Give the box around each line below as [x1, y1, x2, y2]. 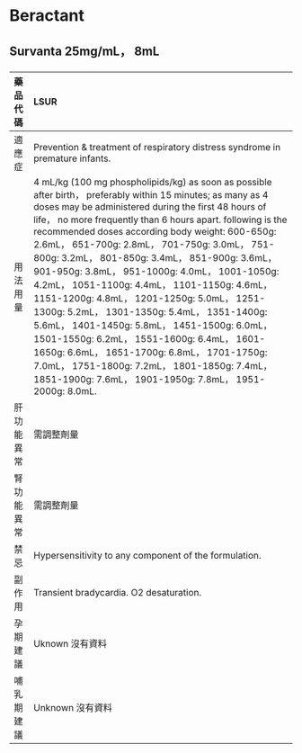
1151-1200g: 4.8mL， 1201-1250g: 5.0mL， [32, 291, 235, 304]
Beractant [9, 5, 85, 26]
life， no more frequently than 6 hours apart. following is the [32, 213, 288, 226]
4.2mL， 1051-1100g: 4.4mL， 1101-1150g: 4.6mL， [32, 278, 272, 291]
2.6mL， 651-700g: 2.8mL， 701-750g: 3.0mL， [32, 238, 249, 250]
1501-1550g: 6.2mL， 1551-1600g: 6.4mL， [32, 332, 235, 345]
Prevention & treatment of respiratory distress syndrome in [32, 140, 281, 153]
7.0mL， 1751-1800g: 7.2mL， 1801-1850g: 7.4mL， [32, 359, 272, 372]
